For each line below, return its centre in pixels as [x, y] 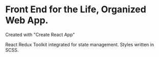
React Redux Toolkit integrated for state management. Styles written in [80, 44]
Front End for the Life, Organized [76, 9]
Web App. [27, 20]
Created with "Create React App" [40, 34]
